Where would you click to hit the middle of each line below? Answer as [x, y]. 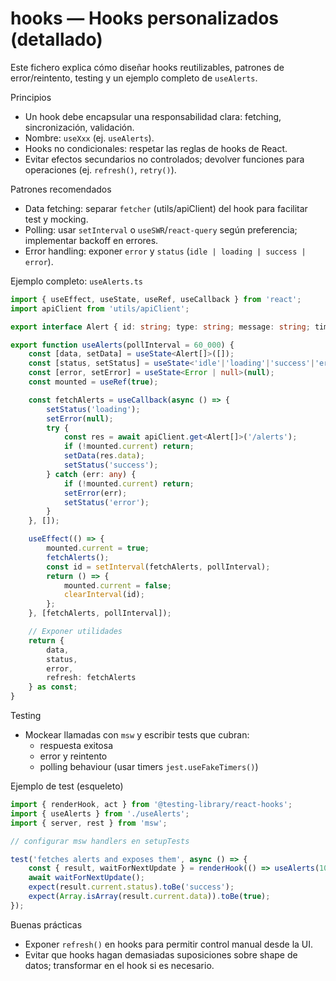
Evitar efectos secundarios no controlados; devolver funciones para [164, 159]
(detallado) [56, 39]
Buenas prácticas [46, 924]
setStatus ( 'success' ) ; [111, 465]
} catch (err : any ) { [91, 474]
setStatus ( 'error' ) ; [106, 502]
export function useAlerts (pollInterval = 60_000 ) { [122, 345]
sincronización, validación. [79, 127]
